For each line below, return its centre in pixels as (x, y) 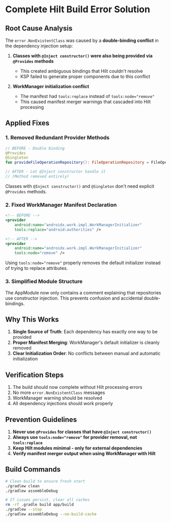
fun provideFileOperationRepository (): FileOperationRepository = (77, 163)
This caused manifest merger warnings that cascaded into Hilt (85, 102)
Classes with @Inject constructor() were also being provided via (82, 56)
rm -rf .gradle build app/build (39, 505)
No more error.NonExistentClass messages (59, 393)
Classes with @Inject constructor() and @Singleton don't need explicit (80, 186)
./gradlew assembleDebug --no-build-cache (51, 514)
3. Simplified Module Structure (44, 282)
